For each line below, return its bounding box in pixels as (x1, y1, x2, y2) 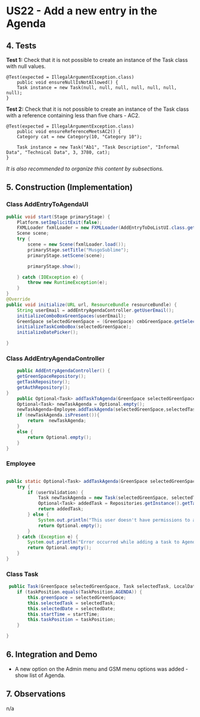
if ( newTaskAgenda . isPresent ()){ (17, 412, 100, 418)
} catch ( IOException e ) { (17, 274, 84, 280)
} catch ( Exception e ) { (17, 533, 79, 540)
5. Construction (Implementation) (6, 182, 133, 193)
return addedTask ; (37, 506, 84, 512)
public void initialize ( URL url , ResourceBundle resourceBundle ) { (6, 302, 177, 308)
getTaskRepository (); (17, 379, 70, 385)
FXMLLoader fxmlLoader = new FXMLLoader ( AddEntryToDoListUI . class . (17, 225, 187, 231)
